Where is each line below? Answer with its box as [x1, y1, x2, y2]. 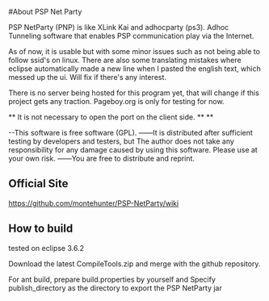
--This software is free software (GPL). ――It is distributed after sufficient [8, 128, 253, 137]
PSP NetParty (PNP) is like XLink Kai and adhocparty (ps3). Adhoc [8, 23, 229, 31]
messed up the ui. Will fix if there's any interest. [8, 73, 167, 82]
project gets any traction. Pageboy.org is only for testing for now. [8, 97, 225, 106]
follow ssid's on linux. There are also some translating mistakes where [8, 56, 242, 65]
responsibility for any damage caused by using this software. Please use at [8, 145, 258, 154]
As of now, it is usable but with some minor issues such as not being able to [8, 47, 261, 56]
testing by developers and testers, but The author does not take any [8, 136, 234, 146]
